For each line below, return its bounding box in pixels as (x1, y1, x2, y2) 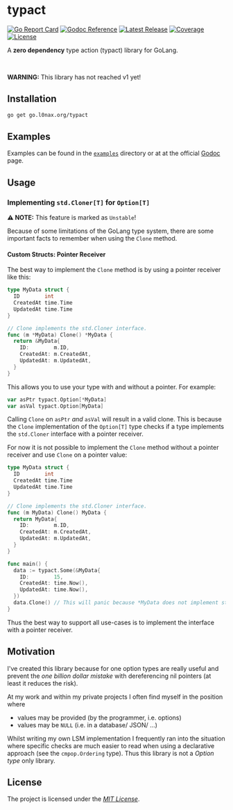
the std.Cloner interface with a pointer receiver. (7, 430, 144, 438)
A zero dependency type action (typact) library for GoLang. (7, 46, 178, 54)
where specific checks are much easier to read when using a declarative (7, 741, 215, 750)
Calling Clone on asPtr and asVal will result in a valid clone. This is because (7, 415, 222, 423)
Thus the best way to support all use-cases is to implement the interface (7, 618, 215, 626)
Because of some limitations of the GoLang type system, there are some (7, 227, 214, 235)
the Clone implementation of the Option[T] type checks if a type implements (7, 423, 224, 431)
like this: (7, 273, 31, 282)
